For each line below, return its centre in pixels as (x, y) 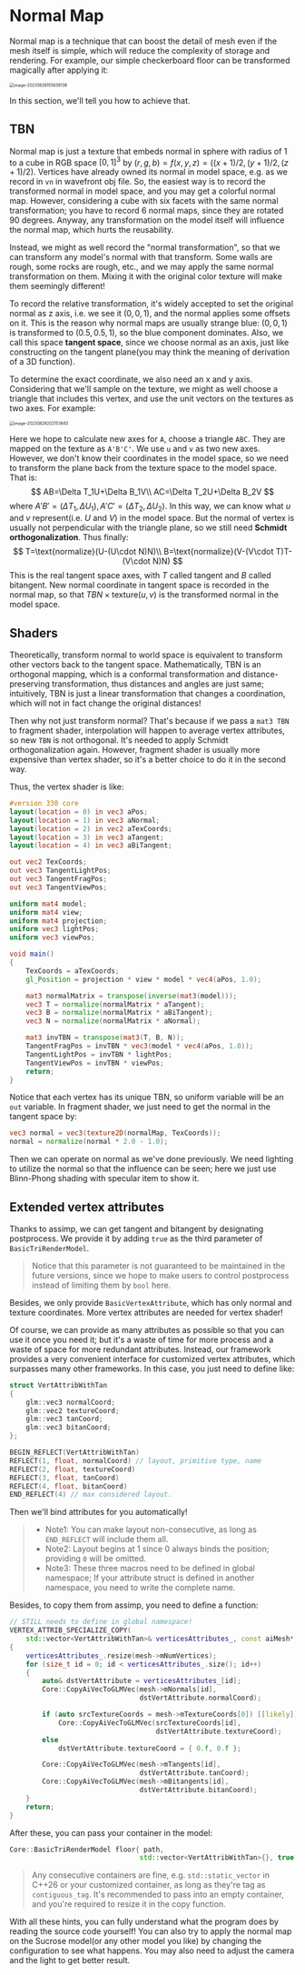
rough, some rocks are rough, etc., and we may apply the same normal (142, 267)
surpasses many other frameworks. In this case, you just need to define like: (152, 1368)
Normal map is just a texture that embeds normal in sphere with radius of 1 (148, 151)
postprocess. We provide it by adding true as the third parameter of (136, 1238)
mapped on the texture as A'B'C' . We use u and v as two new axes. (135, 449)
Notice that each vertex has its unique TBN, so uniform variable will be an (147, 1098)
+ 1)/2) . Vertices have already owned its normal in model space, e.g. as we (148, 172)
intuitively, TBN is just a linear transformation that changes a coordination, (148, 694)
